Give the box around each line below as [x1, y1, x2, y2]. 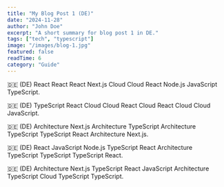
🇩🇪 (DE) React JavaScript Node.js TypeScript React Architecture [7, 143, 193, 151]
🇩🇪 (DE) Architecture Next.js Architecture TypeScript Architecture [7, 122, 196, 131]
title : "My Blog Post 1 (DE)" [7, 10, 94, 17]
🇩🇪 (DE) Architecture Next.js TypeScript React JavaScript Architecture [7, 164, 210, 173]
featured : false [7, 49, 54, 56]
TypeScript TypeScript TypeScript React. [7, 151, 123, 159]
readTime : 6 [7, 55, 41, 62]
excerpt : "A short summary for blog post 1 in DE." [7, 29, 159, 36]
